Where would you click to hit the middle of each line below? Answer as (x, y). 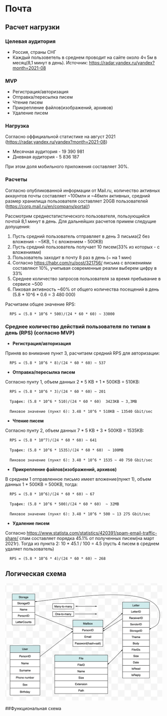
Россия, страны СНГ (34, 52)
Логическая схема (36, 574)
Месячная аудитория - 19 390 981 (48, 152)
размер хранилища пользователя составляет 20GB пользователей (77, 201)
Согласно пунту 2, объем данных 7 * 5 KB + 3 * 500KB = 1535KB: (75, 431)
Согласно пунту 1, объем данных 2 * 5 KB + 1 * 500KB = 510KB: (73, 382)
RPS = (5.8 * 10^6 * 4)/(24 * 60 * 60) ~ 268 (58, 559)
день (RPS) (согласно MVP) (40, 333)
